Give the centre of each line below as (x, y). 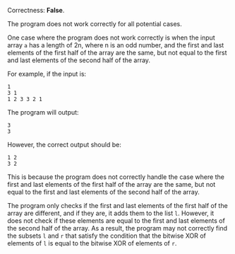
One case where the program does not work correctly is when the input (111, 37)
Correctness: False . (36, 10)
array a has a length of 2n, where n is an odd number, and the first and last (116, 45)
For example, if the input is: (47, 74)
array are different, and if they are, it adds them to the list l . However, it (111, 213)
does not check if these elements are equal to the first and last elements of (116, 221)
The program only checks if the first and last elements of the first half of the (117, 206)
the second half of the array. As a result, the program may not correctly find (117, 228)
